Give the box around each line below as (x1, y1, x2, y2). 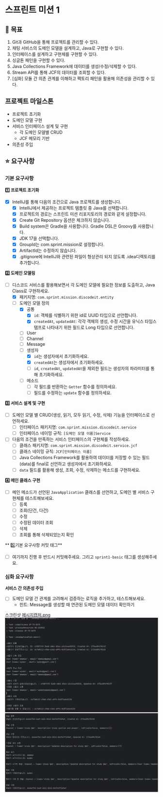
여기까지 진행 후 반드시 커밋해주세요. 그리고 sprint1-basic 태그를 (12, 554, 136, 560)
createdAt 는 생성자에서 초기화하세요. (33, 359, 104, 365)
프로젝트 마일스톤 (5, 97, 54, 106)
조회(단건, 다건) (19, 507, 49, 513)
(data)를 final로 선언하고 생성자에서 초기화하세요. (19, 460, 113, 467)
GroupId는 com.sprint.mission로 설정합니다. (19, 241, 105, 247)
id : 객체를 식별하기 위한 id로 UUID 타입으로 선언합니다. (33, 312, 138, 319)
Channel (26, 336, 44, 341)
